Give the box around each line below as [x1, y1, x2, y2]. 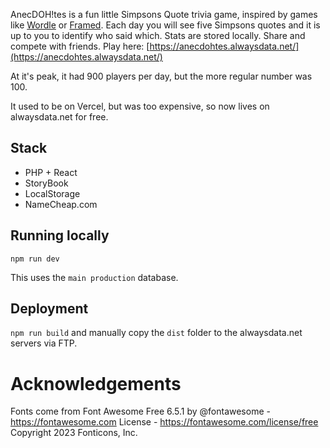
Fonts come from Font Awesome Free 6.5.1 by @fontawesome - [10, 405, 271, 418]
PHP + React [24, 166, 78, 178]
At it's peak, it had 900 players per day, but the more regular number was [10, 70, 313, 82]
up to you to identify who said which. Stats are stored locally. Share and [10, 30, 306, 41]
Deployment [10, 300, 89, 318]
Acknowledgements [10, 372, 182, 395]
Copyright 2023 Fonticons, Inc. [10, 427, 138, 439]
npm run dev [10, 254, 60, 264]
